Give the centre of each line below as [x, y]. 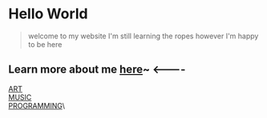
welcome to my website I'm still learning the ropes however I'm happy [143, 36]
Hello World [48, 14]
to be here [45, 44]
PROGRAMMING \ [37, 105]
